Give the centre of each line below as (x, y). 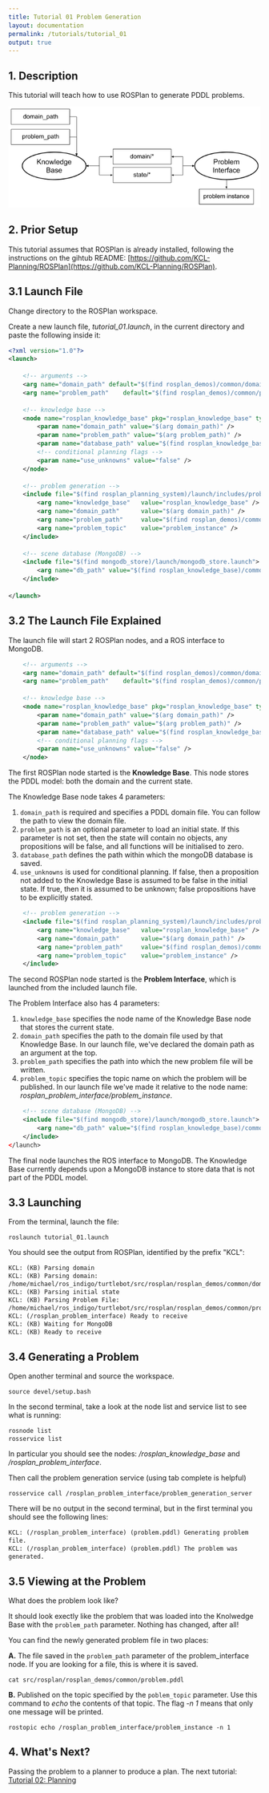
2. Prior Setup (43, 230)
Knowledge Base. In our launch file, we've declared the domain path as (137, 1044)
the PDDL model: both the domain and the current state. (101, 781)
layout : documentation (46, 25)
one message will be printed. (56, 1712)
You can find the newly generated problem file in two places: (108, 1641)
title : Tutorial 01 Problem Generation (75, 17)
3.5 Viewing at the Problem (77, 1581)
